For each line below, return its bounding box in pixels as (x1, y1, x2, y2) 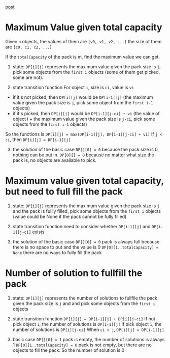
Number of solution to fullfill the (5, 267, 143, 279)
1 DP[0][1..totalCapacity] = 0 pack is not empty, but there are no (12, 342, 152, 348)
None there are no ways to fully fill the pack (12, 249, 102, 256)
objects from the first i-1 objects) (12, 121, 87, 127)
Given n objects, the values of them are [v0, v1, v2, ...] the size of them (5, 38, 162, 44)
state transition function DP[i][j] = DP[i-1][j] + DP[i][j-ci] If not (12, 315, 156, 322)
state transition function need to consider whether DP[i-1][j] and (12, 223, 151, 229)
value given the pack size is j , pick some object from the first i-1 (12, 99, 153, 105)
